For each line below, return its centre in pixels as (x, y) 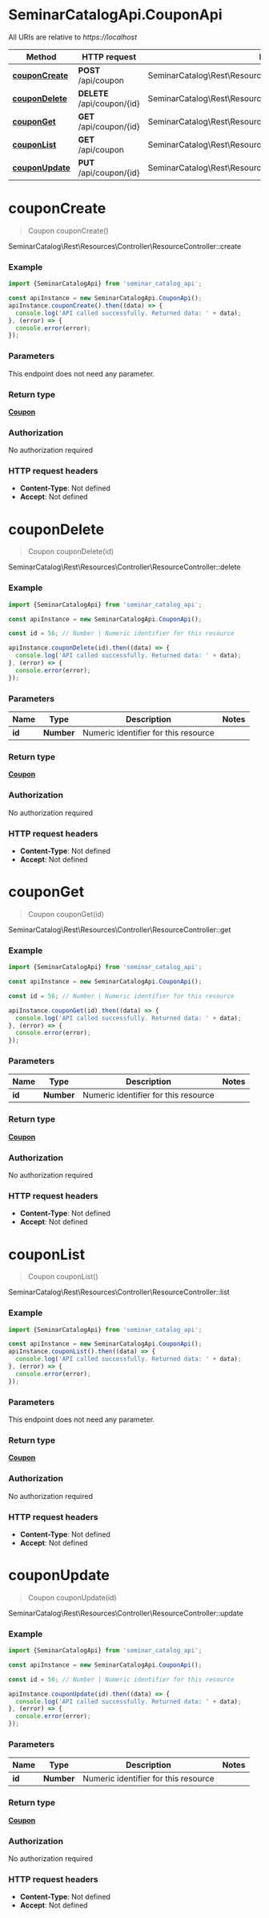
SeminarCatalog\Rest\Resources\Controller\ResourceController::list (119, 1292)
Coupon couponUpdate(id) (72, 1597)
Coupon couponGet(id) (66, 914)
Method (41, 56)
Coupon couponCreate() (68, 230)
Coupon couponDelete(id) (71, 552)
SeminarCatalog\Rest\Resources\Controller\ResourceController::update (126, 1613)
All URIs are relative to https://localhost (73, 37)
